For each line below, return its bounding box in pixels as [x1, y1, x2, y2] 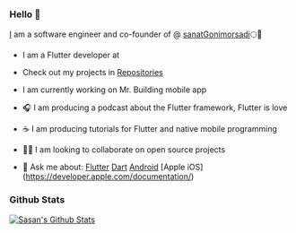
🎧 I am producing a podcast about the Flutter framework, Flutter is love [22, 102, 288, 113]
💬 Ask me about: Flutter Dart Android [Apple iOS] [22, 161, 204, 173]
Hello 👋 [9, 8, 41, 21]
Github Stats [9, 194, 65, 206]
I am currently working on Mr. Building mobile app [22, 84, 207, 95]
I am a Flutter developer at [22, 49, 120, 61]
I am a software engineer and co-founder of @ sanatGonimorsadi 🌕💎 [9, 29, 263, 39]
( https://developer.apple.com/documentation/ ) [22, 171, 195, 182]
